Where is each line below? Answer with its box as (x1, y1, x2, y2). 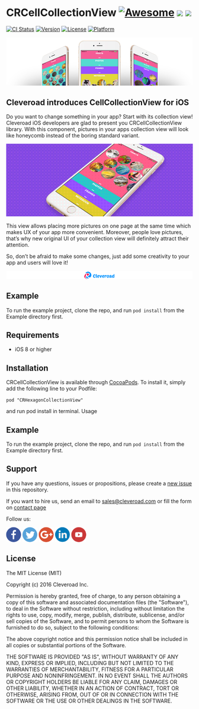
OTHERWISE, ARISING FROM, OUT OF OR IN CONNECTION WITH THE (6, 691, 179, 698)
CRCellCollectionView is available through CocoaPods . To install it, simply (6, 379, 186, 386)
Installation (6, 363, 49, 373)
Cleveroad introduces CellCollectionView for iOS (6, 97, 190, 107)
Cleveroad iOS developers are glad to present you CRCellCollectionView (6, 119, 182, 127)
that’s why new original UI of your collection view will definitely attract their (6, 235, 190, 242)
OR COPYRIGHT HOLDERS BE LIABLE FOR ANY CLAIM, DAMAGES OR (6, 678, 178, 685)
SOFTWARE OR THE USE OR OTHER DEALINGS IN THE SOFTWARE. (6, 697, 172, 704)
